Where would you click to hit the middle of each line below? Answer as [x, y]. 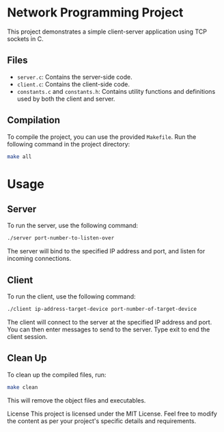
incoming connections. [39, 259]
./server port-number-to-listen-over [61, 238]
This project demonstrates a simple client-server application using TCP [107, 31]
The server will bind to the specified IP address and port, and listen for [106, 251]
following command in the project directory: [69, 144]
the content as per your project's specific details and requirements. [102, 421]
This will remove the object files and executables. [76, 400]
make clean [23, 387]
